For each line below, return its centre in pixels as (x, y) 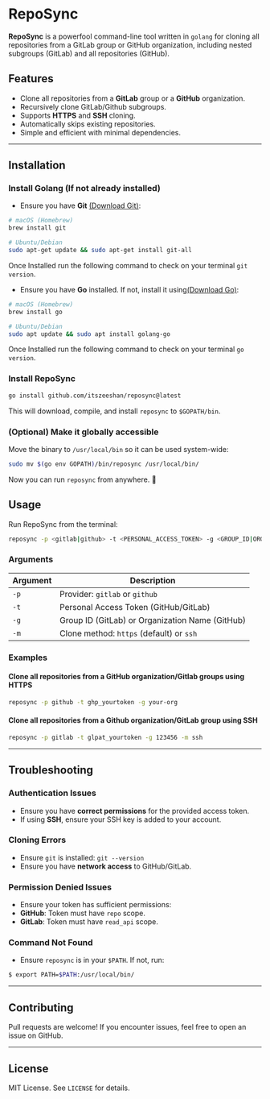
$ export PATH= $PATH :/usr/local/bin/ (72, 975)
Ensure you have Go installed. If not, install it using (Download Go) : (129, 289)
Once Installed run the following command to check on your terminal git (128, 265)
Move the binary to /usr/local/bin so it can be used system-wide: (119, 449)
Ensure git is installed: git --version (82, 857)
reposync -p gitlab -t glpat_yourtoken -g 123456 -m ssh (106, 737)
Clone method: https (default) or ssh (129, 633)
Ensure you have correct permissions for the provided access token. (135, 811)
